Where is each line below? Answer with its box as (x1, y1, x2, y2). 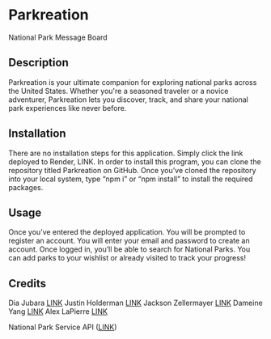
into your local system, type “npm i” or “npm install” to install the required (8, 174, 253, 184)
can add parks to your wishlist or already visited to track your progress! (8, 253, 247, 263)
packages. (8, 182, 44, 192)
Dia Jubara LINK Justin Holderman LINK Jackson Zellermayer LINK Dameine (8, 298, 263, 308)
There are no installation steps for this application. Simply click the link (8, 148, 243, 158)
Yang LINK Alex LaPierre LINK (8, 307, 108, 316)
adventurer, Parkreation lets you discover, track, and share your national (8, 95, 248, 104)
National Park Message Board (8, 32, 108, 42)
